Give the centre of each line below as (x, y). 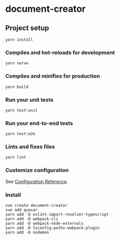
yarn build (17, 87)
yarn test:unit (22, 110)
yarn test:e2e (21, 134)
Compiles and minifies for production (53, 76)
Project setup (27, 28)
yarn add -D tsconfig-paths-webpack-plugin (53, 228)
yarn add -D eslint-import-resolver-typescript (57, 215)
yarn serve (17, 63)
